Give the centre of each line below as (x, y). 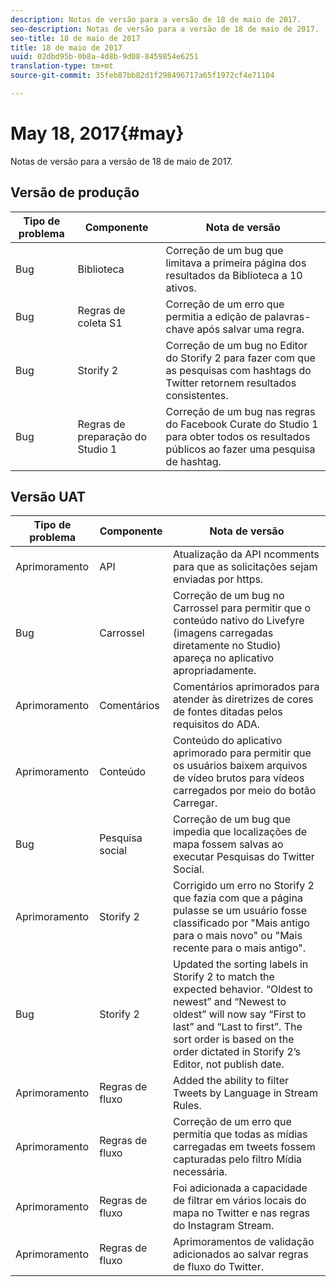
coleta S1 (100, 323)
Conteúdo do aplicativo (228, 741)
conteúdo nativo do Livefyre (239, 621)
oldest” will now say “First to (240, 1014)
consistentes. (197, 395)
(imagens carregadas (223, 633)
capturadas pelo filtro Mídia (238, 1159)
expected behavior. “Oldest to (243, 989)
